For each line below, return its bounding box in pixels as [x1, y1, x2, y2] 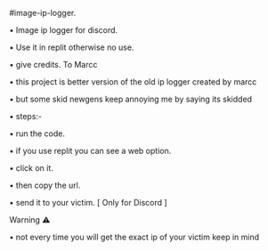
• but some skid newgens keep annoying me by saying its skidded [9, 93, 252, 104]
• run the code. [9, 128, 65, 139]
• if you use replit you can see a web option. [9, 146, 172, 156]
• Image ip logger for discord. [9, 25, 118, 35]
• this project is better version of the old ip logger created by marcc [9, 77, 257, 87]
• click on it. [9, 163, 53, 173]
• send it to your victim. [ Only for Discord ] [9, 198, 167, 207]
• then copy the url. [9, 180, 81, 190]
